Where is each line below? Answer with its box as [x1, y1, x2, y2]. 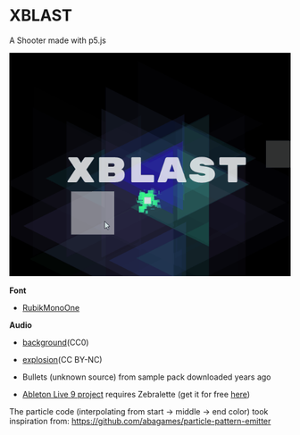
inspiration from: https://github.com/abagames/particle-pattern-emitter [9, 415, 271, 426]
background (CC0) [21, 337, 89, 347]
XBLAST [9, 5, 73, 26]
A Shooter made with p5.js [9, 35, 107, 46]
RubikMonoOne [21, 302, 80, 313]
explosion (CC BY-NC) [21, 354, 103, 364]
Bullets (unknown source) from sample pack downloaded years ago [21, 372, 271, 382]
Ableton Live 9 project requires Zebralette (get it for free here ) [21, 389, 251, 399]
